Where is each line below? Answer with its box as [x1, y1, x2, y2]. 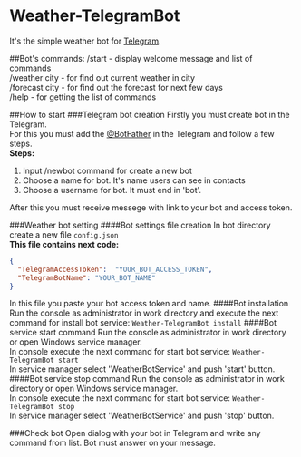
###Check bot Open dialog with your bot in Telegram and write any [9, 428, 261, 439]
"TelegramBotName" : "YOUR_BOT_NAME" [17, 273, 156, 282]
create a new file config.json [9, 228, 119, 240]
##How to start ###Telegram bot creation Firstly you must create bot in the [9, 109, 290, 120]
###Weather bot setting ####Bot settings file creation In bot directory [9, 219, 271, 230]
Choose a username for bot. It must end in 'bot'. [22, 184, 202, 195]
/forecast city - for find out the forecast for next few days [9, 82, 224, 92]
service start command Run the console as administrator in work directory [9, 327, 287, 338]
